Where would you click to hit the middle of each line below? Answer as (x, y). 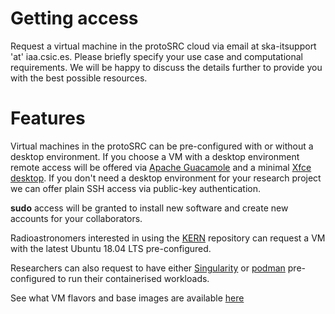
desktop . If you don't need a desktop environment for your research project (166, 178)
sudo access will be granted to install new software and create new (149, 208)
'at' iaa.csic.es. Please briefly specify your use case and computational (156, 56)
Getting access (74, 18)
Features (48, 118)
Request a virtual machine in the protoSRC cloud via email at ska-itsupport (163, 46)
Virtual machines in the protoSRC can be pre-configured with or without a (162, 146)
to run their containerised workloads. (133, 278)
